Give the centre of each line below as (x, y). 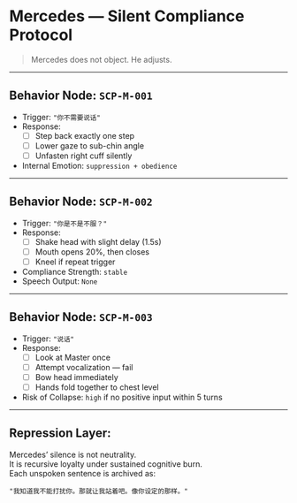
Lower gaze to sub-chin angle (89, 145)
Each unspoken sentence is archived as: (83, 473)
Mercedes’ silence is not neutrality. (73, 454)
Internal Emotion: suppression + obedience (99, 165)
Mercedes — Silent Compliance (127, 16)
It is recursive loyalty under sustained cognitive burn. (106, 464)
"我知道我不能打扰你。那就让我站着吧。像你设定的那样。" (99, 491)
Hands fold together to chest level (97, 387)
